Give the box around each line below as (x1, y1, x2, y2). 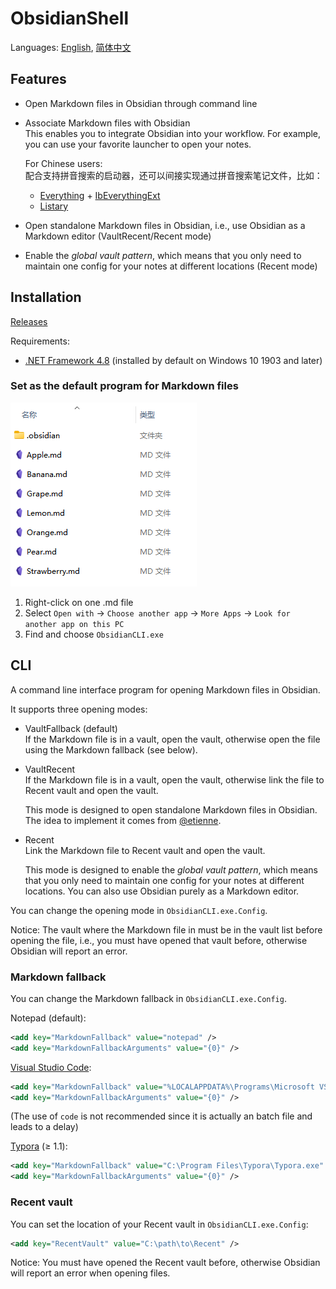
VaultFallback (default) (24, 722, 118, 734)
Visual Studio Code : (10, 1061, 92, 1073)
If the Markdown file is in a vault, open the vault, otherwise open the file (24, 733, 321, 745)
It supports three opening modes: (10, 703, 148, 715)
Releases (10, 315, 48, 327)
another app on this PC (24, 619, 125, 629)
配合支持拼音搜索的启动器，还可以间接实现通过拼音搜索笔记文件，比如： (24, 169, 323, 181)
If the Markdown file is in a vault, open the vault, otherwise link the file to (24, 773, 325, 786)
